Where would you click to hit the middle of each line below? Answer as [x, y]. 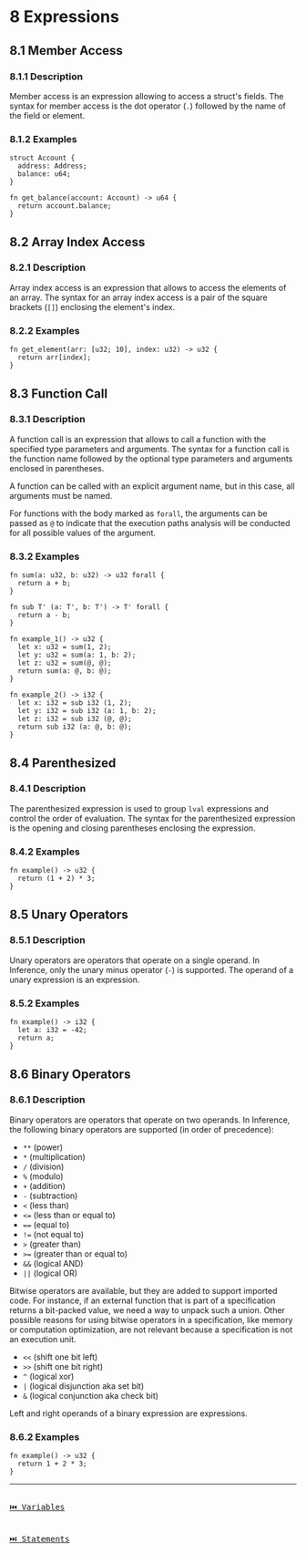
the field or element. [47, 115]
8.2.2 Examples [45, 330]
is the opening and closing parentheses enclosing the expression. [133, 828]
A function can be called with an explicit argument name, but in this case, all [152, 486]
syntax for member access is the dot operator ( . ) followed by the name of [148, 106]
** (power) [43, 1147]
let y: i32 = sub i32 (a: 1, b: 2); [87, 711]
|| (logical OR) [50, 1273]
